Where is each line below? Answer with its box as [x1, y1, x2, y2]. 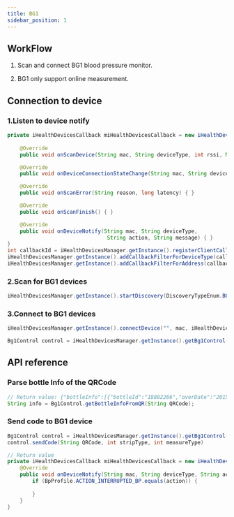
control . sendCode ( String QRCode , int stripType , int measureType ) [7, 439, 204, 446]
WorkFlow [7, 43, 53, 54]
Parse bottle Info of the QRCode [7, 378, 117, 388]
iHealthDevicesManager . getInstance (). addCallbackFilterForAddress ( [7, 260, 208, 267]
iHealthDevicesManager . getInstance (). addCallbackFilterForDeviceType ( [7, 254, 217, 261]
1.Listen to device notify [7, 116, 90, 126]
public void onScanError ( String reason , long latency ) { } [19, 189, 195, 196]
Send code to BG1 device [7, 416, 93, 426]
